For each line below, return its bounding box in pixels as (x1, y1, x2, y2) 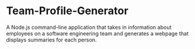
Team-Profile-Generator (6, 4, 129, 18)
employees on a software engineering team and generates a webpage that (6, 30, 189, 37)
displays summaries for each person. (6, 36, 97, 43)
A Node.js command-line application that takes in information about (6, 24, 172, 31)
